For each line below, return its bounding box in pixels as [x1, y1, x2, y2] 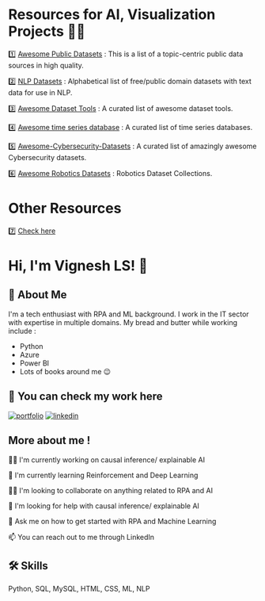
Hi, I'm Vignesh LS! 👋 [8, 257, 148, 275]
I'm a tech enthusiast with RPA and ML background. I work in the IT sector [8, 309, 249, 319]
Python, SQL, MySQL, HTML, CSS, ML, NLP [8, 584, 150, 594]
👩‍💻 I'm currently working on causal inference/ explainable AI [8, 454, 206, 465]
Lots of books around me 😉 [19, 366, 112, 376]
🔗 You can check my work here [8, 390, 164, 404]
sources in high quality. [8, 60, 85, 70]
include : [8, 326, 37, 335]
